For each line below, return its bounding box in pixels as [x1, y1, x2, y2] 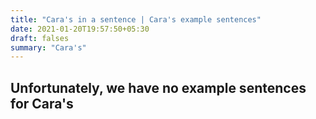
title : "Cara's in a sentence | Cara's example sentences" [10, 14, 262, 25]
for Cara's [10, 95, 74, 112]
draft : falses [10, 33, 70, 43]
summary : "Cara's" [10, 42, 87, 53]
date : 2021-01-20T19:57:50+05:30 [10, 24, 150, 34]
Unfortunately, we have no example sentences [10, 79, 307, 96]
